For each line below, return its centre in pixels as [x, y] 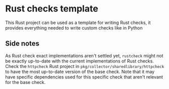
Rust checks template [52, 9]
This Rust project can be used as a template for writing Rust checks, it [78, 22]
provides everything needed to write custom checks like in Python [74, 27]
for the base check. [25, 82]
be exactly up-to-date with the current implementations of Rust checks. [79, 61]
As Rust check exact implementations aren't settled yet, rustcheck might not [84, 55]
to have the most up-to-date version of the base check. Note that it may [80, 71]
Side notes [22, 44]
